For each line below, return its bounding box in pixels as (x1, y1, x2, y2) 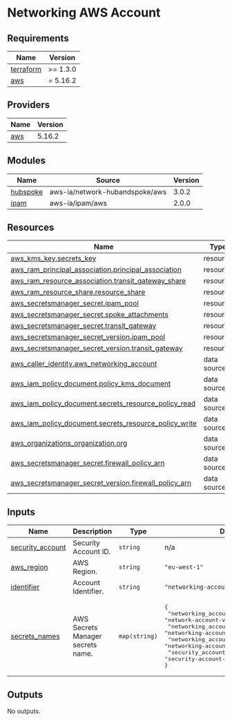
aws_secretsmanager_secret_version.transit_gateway (10, 343, 183, 353)
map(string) (118, 632, 158, 640)
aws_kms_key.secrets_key (10, 254, 97, 263)
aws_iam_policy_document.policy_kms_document (10, 379, 171, 388)
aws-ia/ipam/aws (49, 198, 107, 208)
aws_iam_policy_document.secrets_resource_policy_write (10, 419, 197, 428)
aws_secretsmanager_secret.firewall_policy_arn (10, 458, 165, 468)
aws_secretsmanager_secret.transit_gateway (10, 321, 157, 331)
